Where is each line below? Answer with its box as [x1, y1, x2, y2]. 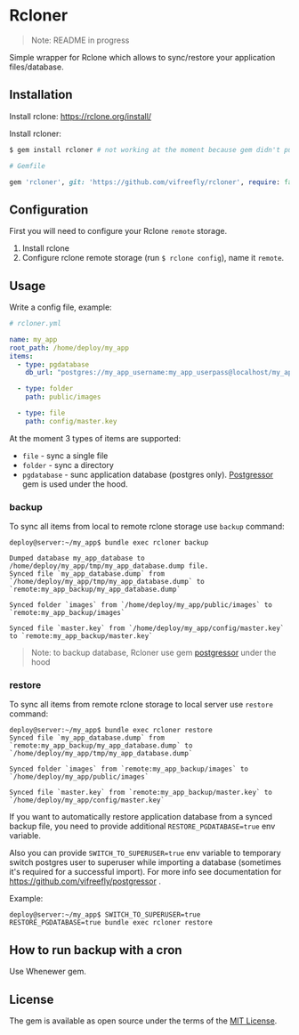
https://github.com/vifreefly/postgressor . [9, 876, 162, 886]
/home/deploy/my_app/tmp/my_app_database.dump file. [9, 562, 209, 570]
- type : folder [17, 384, 74, 393]
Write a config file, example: [9, 302, 113, 312]
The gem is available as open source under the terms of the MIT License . [9, 1015, 278, 1026]
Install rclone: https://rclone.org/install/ [9, 110, 152, 121]
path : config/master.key [25, 416, 117, 425]
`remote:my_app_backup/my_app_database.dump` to [9, 741, 193, 750]
